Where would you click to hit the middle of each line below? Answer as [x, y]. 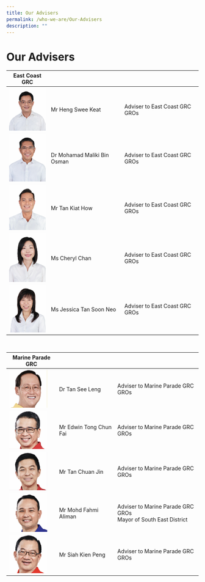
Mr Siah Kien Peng [82, 554]
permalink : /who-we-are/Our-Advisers [54, 19]
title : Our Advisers [33, 13]
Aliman [68, 516]
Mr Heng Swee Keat [76, 109]
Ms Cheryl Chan [71, 258]
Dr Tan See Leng [80, 389]
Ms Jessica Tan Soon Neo [84, 309]
